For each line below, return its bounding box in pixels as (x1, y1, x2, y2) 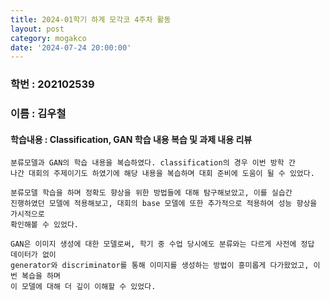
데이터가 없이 (10, 250, 57, 260)
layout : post (10, 24, 65, 34)
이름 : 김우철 (10, 107, 67, 121)
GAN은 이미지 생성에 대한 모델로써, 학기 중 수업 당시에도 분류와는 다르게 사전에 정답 (10, 239, 315, 250)
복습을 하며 (21, 271, 61, 281)
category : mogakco (10, 33, 87, 43)
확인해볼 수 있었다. (10, 220, 79, 230)
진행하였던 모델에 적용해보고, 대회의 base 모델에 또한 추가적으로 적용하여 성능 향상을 (10, 199, 318, 209)
